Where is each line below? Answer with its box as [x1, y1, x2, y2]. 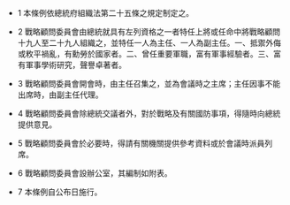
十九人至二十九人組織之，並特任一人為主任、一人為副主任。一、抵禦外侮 [17, 38, 281, 48]
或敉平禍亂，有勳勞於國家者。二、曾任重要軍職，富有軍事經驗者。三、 [17, 49, 274, 59]
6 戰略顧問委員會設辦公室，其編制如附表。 [17, 168, 172, 178]
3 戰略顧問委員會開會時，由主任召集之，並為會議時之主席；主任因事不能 [17, 79, 281, 88]
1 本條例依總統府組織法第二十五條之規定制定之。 [17, 8, 195, 18]
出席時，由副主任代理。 [17, 89, 103, 100]
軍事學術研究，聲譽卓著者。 [25, 60, 126, 70]
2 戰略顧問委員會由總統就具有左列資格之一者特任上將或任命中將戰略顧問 [17, 27, 281, 37]
